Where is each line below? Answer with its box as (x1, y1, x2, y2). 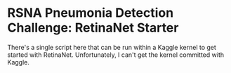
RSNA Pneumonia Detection (7, 5, 174, 21)
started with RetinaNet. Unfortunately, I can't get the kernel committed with (7, 51, 225, 59)
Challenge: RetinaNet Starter (7, 20, 179, 36)
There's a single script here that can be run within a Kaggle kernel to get (7, 43, 216, 51)
